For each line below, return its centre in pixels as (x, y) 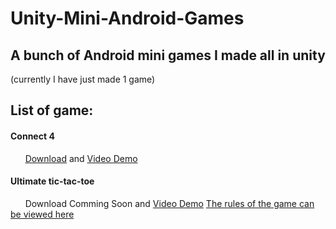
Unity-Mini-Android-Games (127, 18)
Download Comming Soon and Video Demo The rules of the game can (169, 203)
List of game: (52, 110)
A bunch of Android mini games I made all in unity (168, 55)
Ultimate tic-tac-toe (52, 181)
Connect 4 (32, 136)
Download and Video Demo (81, 158)
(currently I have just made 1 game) (83, 79)
